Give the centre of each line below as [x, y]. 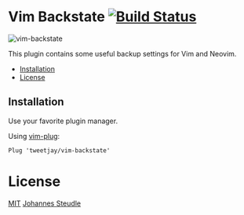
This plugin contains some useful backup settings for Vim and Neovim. [122, 53]
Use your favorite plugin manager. [63, 121]
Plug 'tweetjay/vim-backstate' [59, 150]
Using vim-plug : [34, 136]
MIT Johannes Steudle [44, 203]
